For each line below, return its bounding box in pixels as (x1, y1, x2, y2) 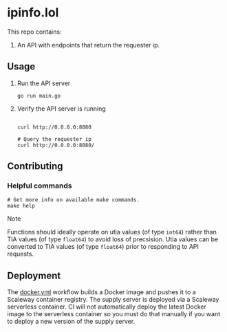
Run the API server (17, 79, 71, 87)
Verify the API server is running (17, 104, 107, 113)
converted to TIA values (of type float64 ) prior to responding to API (7, 243, 199, 251)
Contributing (7, 160, 63, 173)
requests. (7, 250, 34, 258)
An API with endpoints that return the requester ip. (17, 41, 160, 49)
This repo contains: (7, 27, 62, 36)
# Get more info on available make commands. (7, 197, 140, 203)
